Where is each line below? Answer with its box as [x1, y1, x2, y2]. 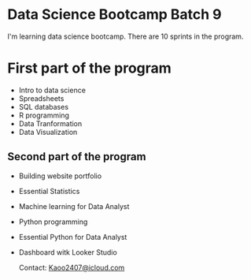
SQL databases [18, 102, 68, 111]
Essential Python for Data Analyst [18, 232, 127, 241]
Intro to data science [18, 85, 86, 95]
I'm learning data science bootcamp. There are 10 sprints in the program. [7, 32, 244, 41]
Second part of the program [7, 150, 146, 163]
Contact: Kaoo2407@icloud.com [18, 263, 125, 272]
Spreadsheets [18, 93, 65, 103]
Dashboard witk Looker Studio [18, 247, 117, 257]
